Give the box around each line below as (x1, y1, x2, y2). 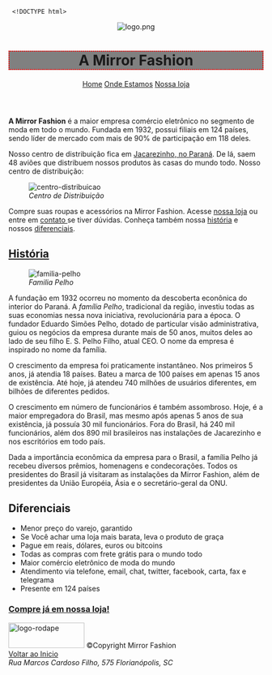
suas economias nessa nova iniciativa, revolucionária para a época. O (8, 310, 241, 320)
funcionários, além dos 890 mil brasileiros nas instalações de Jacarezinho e (8, 428, 261, 437)
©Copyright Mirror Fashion (86, 640, 176, 650)
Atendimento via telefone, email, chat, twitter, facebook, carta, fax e (19, 566, 247, 576)
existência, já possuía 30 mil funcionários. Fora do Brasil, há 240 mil (8, 419, 236, 429)
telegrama (19, 574, 54, 584)
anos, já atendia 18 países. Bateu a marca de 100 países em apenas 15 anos (8, 369, 261, 379)
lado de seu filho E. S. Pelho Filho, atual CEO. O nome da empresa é (8, 336, 235, 346)
